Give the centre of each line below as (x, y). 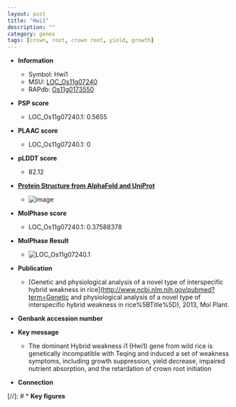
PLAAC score (38, 131)
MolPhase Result (43, 241)
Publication (35, 268)
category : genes (31, 34)
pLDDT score (37, 158)
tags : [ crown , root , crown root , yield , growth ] (81, 40)
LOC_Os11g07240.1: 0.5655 (68, 117)
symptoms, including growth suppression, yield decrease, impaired (127, 361)
